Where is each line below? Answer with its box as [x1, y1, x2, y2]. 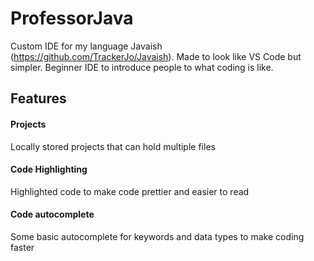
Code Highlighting [10, 163, 88, 176]
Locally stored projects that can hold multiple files [10, 140, 216, 152]
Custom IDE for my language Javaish [10, 40, 163, 52]
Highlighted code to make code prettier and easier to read [10, 185, 250, 197]
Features [10, 90, 67, 107]
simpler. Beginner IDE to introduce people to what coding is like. [10, 61, 274, 73]
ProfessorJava [10, 7, 134, 30]
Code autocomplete [10, 208, 95, 221]
